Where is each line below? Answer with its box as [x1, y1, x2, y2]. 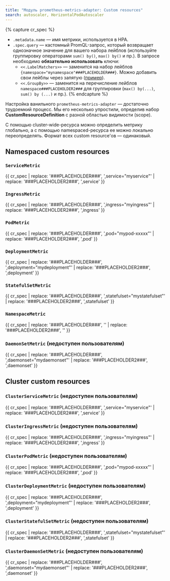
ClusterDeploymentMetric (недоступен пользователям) [5, 483, 146, 490]
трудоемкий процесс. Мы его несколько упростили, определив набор [5, 106, 160, 112]
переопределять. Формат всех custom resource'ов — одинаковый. [5, 132, 152, 138]
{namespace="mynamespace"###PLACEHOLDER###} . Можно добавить [20, 69, 157, 75]
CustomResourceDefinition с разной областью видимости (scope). [5, 111, 152, 118]
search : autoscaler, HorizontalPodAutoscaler [5, 12, 104, 17]
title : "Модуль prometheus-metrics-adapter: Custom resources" [5, 7, 143, 13]
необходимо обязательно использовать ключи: [12, 58, 119, 64]
